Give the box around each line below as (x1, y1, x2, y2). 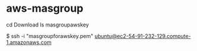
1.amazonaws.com (6, 39, 52, 46)
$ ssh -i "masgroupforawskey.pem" (6, 32, 93, 39)
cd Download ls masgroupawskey (6, 21, 89, 28)
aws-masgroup (6, 2, 83, 15)
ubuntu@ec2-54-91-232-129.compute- (94, 32, 192, 39)
